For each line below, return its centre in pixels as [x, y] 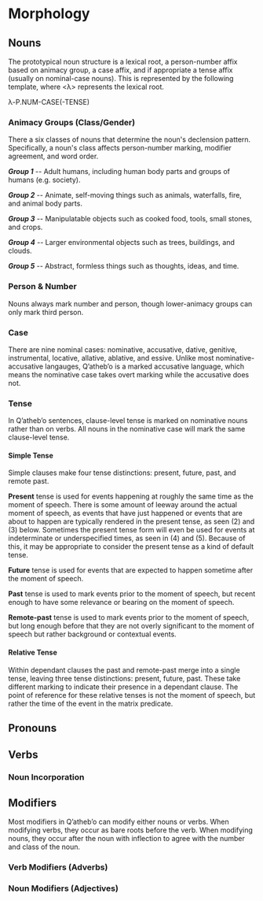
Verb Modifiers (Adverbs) [58, 867]
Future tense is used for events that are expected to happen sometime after [131, 570]
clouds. [20, 251]
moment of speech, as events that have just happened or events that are [126, 514]
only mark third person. [46, 312]
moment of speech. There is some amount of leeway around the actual [123, 505]
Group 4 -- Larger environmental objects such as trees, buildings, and [122, 243]
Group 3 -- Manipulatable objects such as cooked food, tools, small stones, [130, 219]
